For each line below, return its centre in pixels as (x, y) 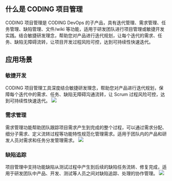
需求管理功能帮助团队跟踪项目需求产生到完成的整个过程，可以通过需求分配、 (86, 127)
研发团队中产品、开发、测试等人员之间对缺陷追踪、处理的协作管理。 (86, 173)
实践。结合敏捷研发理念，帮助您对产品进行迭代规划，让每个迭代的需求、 (81, 35)
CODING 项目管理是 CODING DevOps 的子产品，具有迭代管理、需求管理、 (83, 23)
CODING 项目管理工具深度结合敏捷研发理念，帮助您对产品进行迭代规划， (82, 88)
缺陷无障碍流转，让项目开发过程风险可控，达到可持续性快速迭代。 (84, 42)
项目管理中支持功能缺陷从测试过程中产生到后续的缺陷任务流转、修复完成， (84, 167)
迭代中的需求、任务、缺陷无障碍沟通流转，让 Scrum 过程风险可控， (90, 94)
